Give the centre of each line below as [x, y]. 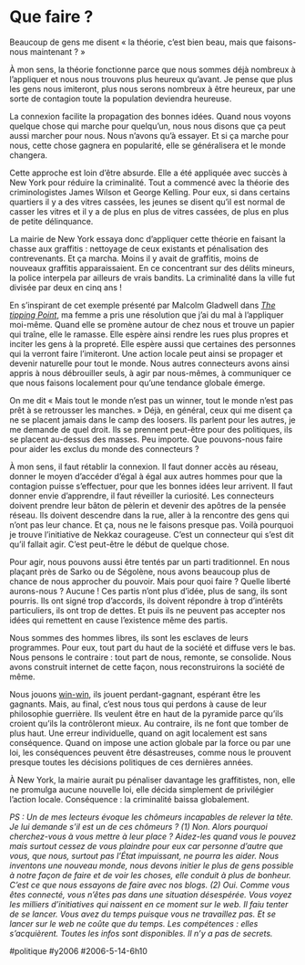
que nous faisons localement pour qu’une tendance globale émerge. [137, 383]
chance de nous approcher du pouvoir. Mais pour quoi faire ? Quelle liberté [150, 581]
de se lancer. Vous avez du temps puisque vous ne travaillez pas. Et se [142, 914]
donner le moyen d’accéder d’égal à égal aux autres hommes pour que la [146, 476]
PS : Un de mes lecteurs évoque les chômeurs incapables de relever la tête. [152, 817]
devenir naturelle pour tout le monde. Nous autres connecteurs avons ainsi [149, 363]
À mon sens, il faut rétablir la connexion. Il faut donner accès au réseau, [144, 467]
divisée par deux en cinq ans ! [66, 287]
